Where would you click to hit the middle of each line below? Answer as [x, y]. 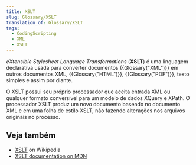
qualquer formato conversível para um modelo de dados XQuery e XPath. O [98, 98]
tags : [13, 28]
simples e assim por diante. [39, 80]
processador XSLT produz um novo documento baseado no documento [93, 104]
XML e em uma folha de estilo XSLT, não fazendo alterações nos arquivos [96, 111]
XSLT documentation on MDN [51, 156]
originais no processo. [33, 117]
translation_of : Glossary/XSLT [45, 22]
